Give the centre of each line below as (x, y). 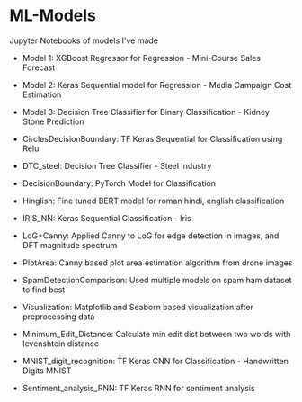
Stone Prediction (53, 121)
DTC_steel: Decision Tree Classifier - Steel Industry (117, 165)
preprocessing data (58, 317)
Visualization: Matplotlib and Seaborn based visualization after (138, 307)
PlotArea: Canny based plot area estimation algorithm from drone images (157, 263)
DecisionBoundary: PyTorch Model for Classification (119, 183)
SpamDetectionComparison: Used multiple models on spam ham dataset (157, 280)
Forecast (39, 67)
